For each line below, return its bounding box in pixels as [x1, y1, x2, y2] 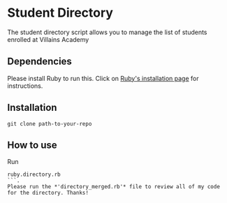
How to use [7, 139, 57, 151]
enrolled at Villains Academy [7, 35, 89, 43]
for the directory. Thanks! [7, 190, 89, 197]
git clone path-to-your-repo [7, 120, 92, 127]
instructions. [7, 82, 43, 90]
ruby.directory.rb [7, 171, 61, 179]
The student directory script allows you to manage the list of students [7, 28, 207, 36]
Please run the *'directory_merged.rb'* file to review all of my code [7, 183, 220, 190]
